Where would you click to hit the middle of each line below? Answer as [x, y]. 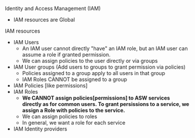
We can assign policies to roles [59, 116]
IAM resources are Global [44, 20]
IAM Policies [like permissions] [50, 86]
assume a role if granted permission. [66, 54]
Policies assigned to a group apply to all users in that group [94, 73]
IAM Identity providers [40, 129]
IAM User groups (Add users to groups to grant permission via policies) [100, 67]
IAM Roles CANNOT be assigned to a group [75, 79]
